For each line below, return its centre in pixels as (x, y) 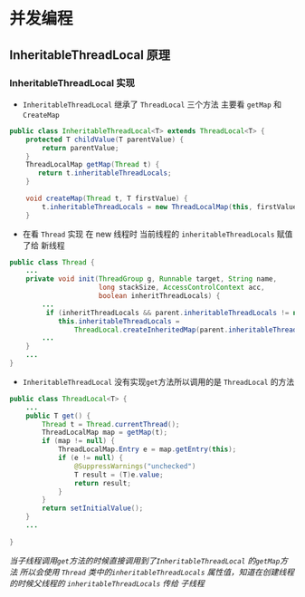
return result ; (102, 483)
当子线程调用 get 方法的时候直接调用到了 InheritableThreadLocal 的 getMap (145, 560)
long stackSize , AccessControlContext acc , (181, 288)
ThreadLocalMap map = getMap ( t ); (105, 433)
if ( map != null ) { (79, 441)
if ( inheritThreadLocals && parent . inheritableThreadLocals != (167, 313)
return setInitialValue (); (93, 508)
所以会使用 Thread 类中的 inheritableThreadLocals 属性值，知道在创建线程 (157, 572)
